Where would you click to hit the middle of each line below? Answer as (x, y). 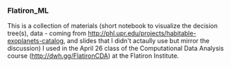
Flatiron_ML (28, 11)
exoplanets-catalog (35, 41)
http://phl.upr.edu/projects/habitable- (142, 33)
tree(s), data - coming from (47, 33)
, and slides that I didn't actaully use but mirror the (136, 41)
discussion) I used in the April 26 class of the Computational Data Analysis (115, 49)
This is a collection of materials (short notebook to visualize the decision (113, 26)
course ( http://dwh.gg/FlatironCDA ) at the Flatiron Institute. (93, 56)
